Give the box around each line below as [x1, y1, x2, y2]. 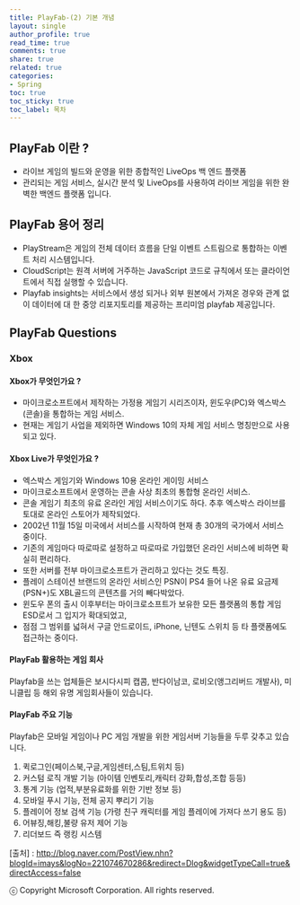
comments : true [9, 47, 66, 56]
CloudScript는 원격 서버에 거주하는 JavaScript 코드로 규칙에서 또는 [22, 265, 260, 276]
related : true [9, 64, 63, 73]
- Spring [9, 80, 42, 89]
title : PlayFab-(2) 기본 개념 [9, 13, 115, 22]
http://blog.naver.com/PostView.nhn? [35, 848, 173, 858]
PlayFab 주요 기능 [9, 709, 74, 720]
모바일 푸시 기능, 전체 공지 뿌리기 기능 [22, 795, 154, 805]
